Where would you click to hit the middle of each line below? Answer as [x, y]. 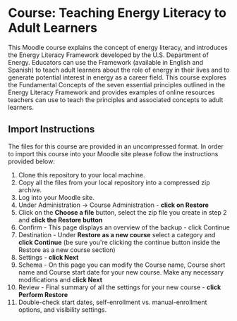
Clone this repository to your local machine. [81, 175]
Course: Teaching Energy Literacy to [117, 13]
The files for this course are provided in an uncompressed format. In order [116, 146]
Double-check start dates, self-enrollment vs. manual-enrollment [113, 302]
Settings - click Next [48, 257]
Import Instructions [51, 129]
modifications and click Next [60, 279]
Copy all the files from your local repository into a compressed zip [114, 182]
